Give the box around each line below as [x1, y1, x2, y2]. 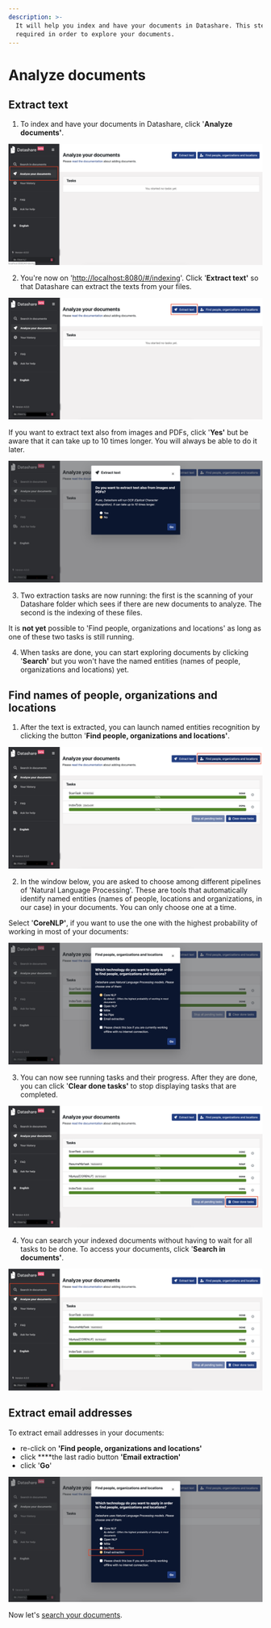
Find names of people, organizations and [8, 688, 218, 702]
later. [8, 445, 26, 455]
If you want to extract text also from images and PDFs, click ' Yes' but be [8, 428, 248, 438]
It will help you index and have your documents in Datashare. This [15, 21, 251, 30]
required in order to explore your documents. [15, 30, 175, 38]
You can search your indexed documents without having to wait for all [19, 1236, 252, 1245]
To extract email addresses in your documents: [8, 1428, 165, 1437]
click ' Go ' [19, 1460, 52, 1470]
